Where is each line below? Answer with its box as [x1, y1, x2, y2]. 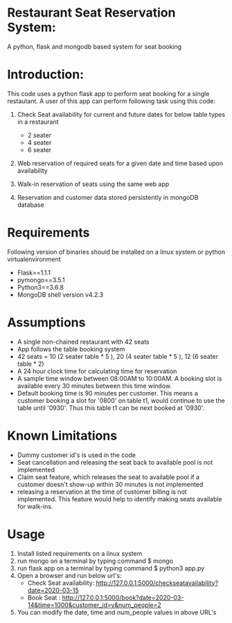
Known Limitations [7, 427, 118, 443]
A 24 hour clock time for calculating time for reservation [17, 366, 177, 375]
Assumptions [7, 315, 86, 330]
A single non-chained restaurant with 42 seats [17, 337, 150, 346]
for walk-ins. [17, 502, 53, 510]
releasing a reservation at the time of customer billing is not [17, 487, 187, 496]
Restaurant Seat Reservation [7, 5, 176, 21]
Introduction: [7, 67, 84, 82]
